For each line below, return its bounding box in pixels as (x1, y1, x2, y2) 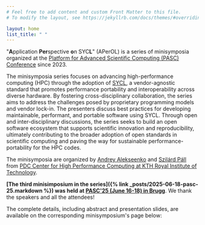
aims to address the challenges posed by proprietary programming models (6, 99, 195, 106)
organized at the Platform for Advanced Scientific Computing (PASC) (6, 54, 179, 62)
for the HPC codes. (33, 144, 81, 151)
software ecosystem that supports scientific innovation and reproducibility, (6, 124, 195, 132)
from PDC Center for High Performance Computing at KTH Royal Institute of (6, 162, 197, 170)
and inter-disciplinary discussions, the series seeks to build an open (6, 118, 178, 126)
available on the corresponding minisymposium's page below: (6, 212, 162, 220)
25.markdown (6, 187, 43, 195)
